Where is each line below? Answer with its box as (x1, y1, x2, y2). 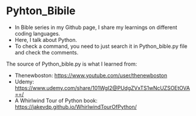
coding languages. (14, 30, 60, 37)
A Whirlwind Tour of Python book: (14, 96, 98, 104)
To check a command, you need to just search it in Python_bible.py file (14, 43, 188, 50)
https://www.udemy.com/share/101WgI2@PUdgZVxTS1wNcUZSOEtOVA (14, 84, 191, 91)
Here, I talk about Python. (14, 36, 77, 43)
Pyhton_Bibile (6, 4, 76, 18)
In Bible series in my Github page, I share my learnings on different (14, 24, 178, 31)
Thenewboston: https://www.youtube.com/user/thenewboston (14, 72, 168, 79)
